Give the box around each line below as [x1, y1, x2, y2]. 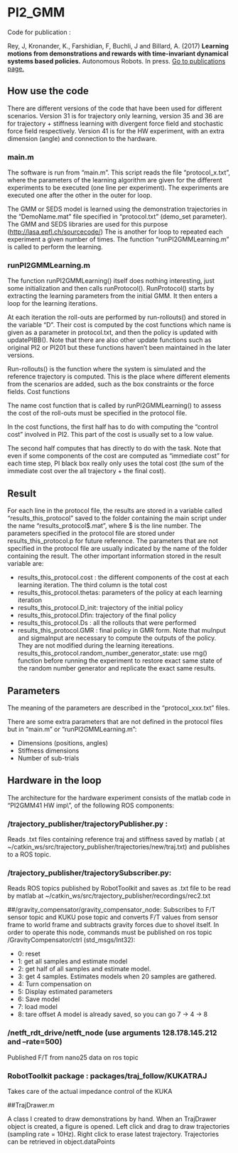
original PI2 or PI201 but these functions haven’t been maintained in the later [7, 343, 231, 352]
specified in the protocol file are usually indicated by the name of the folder [7, 544, 227, 553]
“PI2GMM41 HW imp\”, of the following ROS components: [7, 801, 175, 810]
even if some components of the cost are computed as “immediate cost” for [7, 452, 229, 460]
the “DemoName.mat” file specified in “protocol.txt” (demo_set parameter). [7, 212, 227, 221]
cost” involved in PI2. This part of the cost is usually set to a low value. [7, 430, 215, 439]
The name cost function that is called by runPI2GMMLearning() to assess [7, 401, 222, 410]
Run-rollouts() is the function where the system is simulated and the [7, 365, 206, 373]
